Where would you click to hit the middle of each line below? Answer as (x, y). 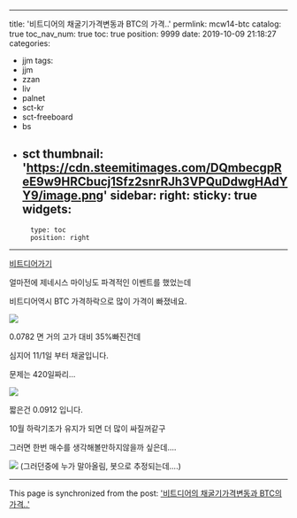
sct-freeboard (47, 117)
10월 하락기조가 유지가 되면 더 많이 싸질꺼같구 (88, 428)
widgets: (47, 209)
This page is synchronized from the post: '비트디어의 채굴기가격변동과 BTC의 (146, 493)
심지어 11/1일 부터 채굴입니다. (59, 355)
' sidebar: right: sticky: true (180, 196)
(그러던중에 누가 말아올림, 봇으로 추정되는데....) (100, 466)
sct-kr (33, 108)
